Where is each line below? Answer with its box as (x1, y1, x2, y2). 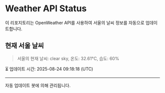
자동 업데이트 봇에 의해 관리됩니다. (5, 82, 71, 88)
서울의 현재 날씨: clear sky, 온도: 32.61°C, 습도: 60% (17, 55, 119, 61)
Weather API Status (5, 3, 87, 14)
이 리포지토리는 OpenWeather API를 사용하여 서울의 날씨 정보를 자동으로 (5, 20, 145, 25)
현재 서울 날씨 (5, 42, 44, 50)
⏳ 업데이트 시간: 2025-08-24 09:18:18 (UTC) (5, 66, 93, 71)
